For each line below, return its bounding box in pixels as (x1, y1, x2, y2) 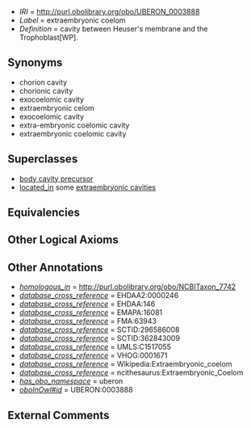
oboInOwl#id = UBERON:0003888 (19, 385, 134, 395)
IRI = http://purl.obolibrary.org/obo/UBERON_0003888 (19, 7, 200, 16)
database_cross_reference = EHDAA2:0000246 (19, 291, 179, 300)
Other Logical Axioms (7, 233, 119, 247)
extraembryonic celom (19, 103, 94, 112)
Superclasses (7, 153, 78, 166)
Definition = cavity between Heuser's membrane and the (19, 24, 208, 33)
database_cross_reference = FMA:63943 (19, 317, 157, 326)
